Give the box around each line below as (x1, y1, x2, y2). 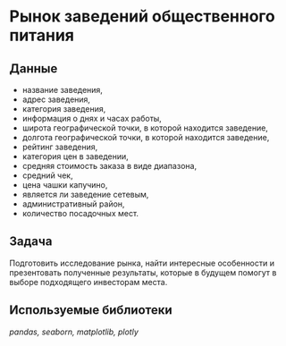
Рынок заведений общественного (9, 6, 275, 27)
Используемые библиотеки (9, 302, 172, 318)
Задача (9, 234, 53, 249)
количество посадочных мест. (21, 208, 139, 218)
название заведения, (21, 85, 103, 95)
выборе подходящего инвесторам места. (9, 276, 168, 287)
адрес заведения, (21, 94, 91, 105)
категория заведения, (21, 104, 106, 114)
